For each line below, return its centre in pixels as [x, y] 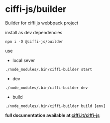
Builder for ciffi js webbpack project [42, 23]
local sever [24, 60]
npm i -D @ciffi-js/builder [34, 41]
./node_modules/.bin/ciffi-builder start [49, 69]
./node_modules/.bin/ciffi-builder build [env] [55, 106]
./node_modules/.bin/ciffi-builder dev [47, 88]
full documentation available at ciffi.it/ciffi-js [53, 115]
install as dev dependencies [34, 32]
